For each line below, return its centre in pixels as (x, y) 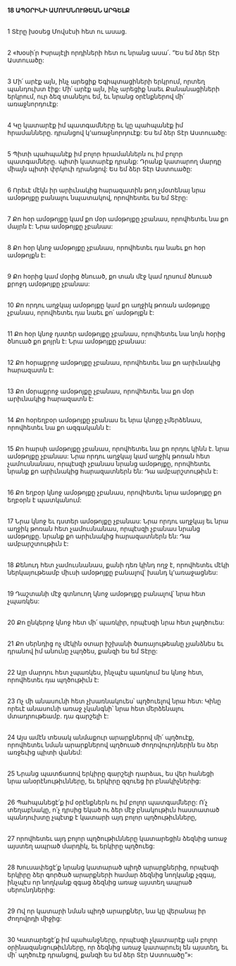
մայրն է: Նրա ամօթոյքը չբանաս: (60, 226)
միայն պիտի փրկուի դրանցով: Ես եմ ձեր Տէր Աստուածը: (100, 169)
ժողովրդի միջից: (35, 918)
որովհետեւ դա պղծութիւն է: (54, 680)
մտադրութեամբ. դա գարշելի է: (58, 716)
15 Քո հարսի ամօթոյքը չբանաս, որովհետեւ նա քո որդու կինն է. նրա (118, 449)
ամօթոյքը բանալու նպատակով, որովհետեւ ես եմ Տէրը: (98, 198)
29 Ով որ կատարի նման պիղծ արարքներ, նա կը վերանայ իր (107, 911)
